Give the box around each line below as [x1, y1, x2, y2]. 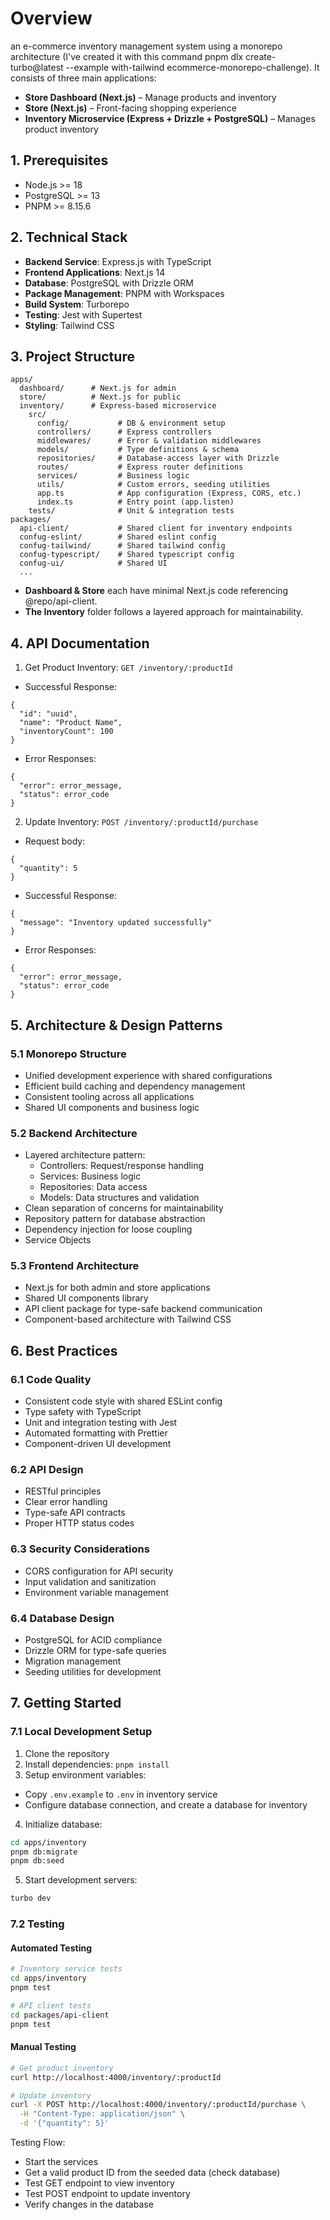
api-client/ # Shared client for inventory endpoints [19, 523, 293, 534]
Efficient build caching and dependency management [24, 1080, 246, 1092]
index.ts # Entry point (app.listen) [36, 497, 235, 507]
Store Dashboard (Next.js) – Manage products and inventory [24, 91, 277, 103]
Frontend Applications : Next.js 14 [24, 266, 166, 278]
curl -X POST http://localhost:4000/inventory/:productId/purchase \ [10, 2100, 307, 2110]
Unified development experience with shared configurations [24, 1069, 273, 1081]
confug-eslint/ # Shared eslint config [19, 532, 217, 542]
